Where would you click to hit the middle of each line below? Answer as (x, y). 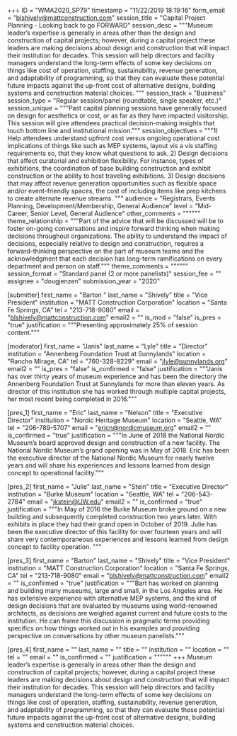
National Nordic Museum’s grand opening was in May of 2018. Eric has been (118, 450)
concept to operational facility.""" (56, 473)
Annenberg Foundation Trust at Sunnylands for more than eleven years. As (116, 384)
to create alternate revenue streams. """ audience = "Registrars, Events (111, 198)
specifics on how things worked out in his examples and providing (104, 628)
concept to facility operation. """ (54, 547)
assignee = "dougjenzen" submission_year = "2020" (84, 281)
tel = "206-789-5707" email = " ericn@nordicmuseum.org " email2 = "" (109, 428)
